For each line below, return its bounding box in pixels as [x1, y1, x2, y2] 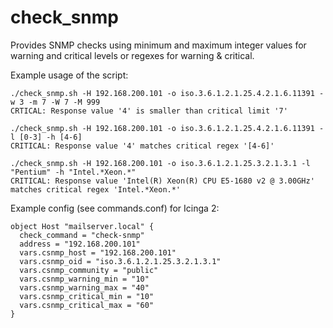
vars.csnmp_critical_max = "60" [19, 300, 155, 310]
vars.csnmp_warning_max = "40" [19, 282, 150, 293]
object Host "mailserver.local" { [10, 221, 155, 231]
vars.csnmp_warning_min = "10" [19, 274, 150, 284]
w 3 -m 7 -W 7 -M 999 [10, 97, 101, 107]
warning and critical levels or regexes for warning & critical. [10, 49, 255, 61]
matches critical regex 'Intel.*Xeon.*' [10, 184, 182, 195]
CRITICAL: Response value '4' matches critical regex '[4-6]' [10, 141, 275, 151]
